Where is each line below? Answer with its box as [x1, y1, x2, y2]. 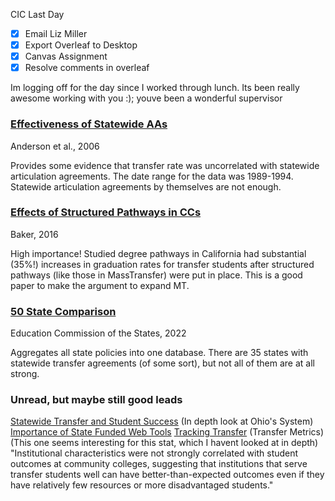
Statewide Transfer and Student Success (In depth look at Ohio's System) [10, 415, 314, 428]
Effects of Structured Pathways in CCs [10, 205, 202, 219]
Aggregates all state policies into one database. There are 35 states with [10, 347, 309, 359]
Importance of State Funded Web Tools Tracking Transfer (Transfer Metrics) [10, 426, 325, 438]
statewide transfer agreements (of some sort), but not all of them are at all [10, 357, 315, 369]
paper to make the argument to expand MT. [10, 279, 190, 291]
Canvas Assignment [24, 50, 108, 63]
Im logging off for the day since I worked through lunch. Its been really [10, 82, 300, 94]
